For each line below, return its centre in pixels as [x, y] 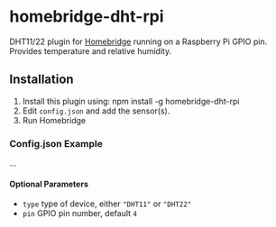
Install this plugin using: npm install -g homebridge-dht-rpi [131, 101]
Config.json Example [56, 143]
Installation [41, 80]
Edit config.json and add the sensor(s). [96, 111]
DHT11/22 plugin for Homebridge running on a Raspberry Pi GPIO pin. [138, 41]
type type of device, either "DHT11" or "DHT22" [107, 204]
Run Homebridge [54, 120]
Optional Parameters [49, 184]
